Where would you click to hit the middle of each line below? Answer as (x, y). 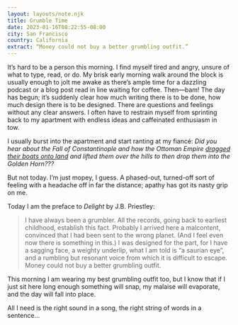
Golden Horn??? (31, 164)
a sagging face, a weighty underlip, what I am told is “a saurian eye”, (124, 250)
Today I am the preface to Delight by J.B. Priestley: (81, 206)
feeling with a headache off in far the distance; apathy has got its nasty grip (118, 185)
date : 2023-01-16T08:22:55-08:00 (57, 27)
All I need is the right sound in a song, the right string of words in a (104, 308)
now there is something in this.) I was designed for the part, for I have (126, 243)
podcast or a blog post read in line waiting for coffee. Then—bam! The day (116, 90)
